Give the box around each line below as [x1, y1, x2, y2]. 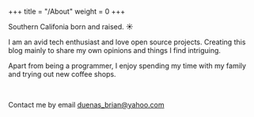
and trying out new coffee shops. [8, 70, 116, 78]
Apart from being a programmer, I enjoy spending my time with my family [8, 61, 247, 70]
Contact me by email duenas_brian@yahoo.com [8, 100, 165, 109]
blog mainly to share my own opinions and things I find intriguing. [8, 46, 222, 55]
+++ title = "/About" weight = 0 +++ [8, 7, 126, 16]
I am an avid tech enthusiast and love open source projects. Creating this [8, 37, 246, 47]
